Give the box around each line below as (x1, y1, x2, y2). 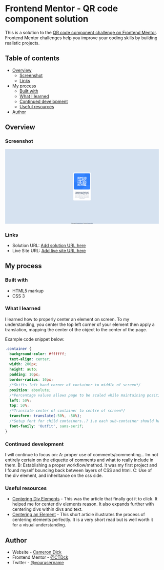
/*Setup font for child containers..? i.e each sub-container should (9, 419, 154, 424)
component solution (5, 13, 89, 25)
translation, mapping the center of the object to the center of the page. (5, 326, 147, 332)
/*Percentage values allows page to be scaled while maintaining (9, 393, 145, 397)
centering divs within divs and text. (12, 506, 83, 512)
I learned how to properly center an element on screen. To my (5, 316, 129, 322)
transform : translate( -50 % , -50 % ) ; (9, 414, 82, 419)
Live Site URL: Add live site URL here (12, 248, 86, 253)
